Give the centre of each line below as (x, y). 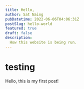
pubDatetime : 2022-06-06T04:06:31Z (42, 19)
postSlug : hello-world (29, 24)
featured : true (21, 28)
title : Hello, (20, 10)
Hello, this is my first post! (32, 81)
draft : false (19, 33)
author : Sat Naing (24, 14)
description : (19, 38)
